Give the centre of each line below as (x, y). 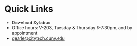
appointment (24, 33)
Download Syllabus (31, 23)
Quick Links (29, 9)
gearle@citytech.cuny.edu (38, 38)
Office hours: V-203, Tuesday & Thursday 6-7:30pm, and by (72, 27)
